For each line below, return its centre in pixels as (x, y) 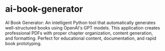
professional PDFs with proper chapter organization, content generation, (79, 33)
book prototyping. (24, 43)
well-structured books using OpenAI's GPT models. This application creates (82, 27)
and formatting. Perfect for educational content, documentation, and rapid (81, 38)
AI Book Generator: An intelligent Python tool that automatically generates (81, 23)
